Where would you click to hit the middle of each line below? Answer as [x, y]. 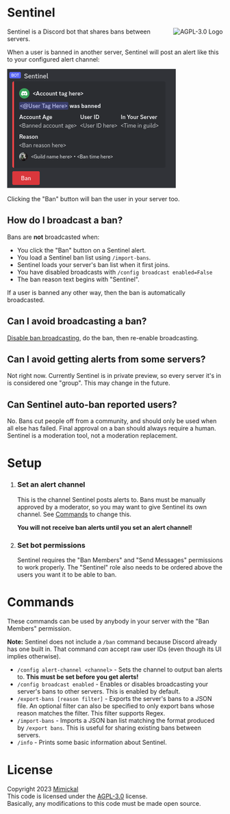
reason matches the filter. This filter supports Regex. [91, 713]
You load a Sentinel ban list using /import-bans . [84, 257]
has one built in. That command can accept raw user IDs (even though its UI [114, 649]
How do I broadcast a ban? [65, 220]
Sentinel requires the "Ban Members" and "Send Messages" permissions [120, 560]
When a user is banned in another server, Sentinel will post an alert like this [113, 52]
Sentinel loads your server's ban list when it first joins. [93, 264]
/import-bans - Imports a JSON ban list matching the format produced [116, 720]
